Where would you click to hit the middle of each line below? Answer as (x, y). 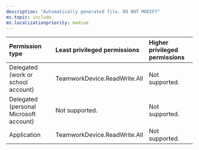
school (19, 82)
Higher (159, 43)
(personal (23, 107)
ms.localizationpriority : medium (47, 23)
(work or (21, 75)
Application (25, 135)
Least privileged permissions (97, 50)
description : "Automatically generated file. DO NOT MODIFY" (83, 12)
